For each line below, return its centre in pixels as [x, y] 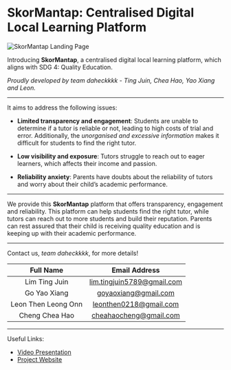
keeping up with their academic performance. [72, 233]
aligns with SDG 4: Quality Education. [60, 67]
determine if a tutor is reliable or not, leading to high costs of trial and [115, 128]
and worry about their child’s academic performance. [92, 184]
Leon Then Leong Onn [47, 304]
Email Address [136, 270]
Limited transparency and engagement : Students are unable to [108, 121]
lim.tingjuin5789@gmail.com [135, 282]
